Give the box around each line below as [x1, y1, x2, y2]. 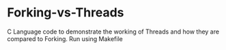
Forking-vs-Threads [7, 5, 124, 21]
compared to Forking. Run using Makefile [7, 34, 123, 42]
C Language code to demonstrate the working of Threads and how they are [7, 27, 220, 36]
